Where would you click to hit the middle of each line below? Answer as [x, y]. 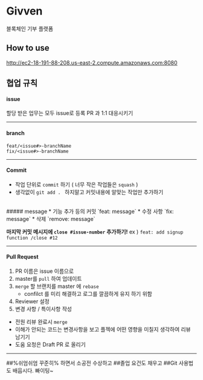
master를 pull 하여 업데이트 [48, 278]
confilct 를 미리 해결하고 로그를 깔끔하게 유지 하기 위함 [88, 293]
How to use [28, 48]
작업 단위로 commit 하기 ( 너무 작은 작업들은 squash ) [76, 184]
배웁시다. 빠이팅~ [33, 370]
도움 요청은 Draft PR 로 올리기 [50, 344]
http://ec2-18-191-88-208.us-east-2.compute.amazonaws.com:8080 [92, 62]
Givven [24, 11]
